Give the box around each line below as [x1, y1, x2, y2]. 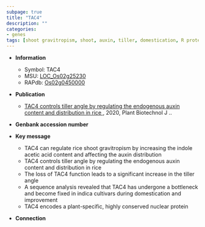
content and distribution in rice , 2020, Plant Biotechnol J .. [24, 109, 173, 116]
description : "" [6, 20, 48, 26]
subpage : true [6, 9, 43, 15]
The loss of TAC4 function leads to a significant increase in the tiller [24, 170, 195, 178]
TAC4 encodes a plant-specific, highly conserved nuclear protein [24, 203, 189, 210]
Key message [15, 132, 51, 140]
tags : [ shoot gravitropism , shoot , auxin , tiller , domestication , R [6, 37, 184, 43]
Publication [15, 91, 45, 98]
